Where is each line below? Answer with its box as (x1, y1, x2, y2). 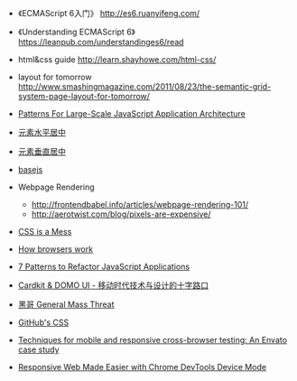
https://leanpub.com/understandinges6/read (17, 37, 184, 47)
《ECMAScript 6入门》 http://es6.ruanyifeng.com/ (17, 8, 200, 18)
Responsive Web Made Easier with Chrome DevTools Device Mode (17, 362, 267, 372)
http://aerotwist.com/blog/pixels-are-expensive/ (31, 209, 211, 219)
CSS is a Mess (17, 227, 72, 237)
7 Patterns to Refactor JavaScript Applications (17, 261, 190, 272)
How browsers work (17, 244, 93, 255)
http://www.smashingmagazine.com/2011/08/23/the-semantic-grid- (17, 81, 272, 92)
